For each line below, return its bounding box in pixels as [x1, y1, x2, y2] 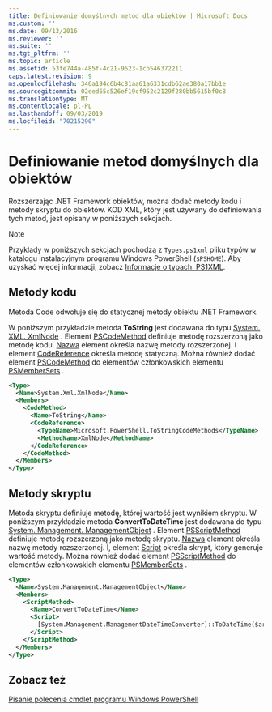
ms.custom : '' [8, 19, 57, 28]
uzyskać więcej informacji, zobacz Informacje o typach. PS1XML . [8, 262, 226, 271]
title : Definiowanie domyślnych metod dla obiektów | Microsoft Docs [8, 11, 249, 20]
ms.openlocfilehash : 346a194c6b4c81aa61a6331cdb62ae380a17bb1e [8, 79, 227, 87]
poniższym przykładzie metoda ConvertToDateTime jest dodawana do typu [8, 516, 262, 527]
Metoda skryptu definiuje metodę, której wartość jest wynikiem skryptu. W [8, 508, 257, 518]
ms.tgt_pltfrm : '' [8, 49, 70, 58]
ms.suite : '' [8, 42, 53, 50]
